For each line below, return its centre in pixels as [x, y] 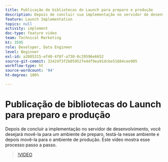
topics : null [19, 24]
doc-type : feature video [31, 33]
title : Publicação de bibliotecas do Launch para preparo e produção [79, 10]
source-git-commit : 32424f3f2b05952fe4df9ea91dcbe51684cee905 [71, 61]
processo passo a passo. [31, 145]
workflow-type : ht [24, 66]
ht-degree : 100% [22, 75]
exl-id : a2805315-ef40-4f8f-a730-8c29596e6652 [54, 56]
